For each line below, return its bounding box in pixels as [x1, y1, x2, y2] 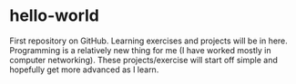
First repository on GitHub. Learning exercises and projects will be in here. [9, 35, 289, 46]
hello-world [9, 5, 100, 26]
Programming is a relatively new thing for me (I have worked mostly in [9, 44, 271, 55]
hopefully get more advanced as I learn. [9, 64, 159, 75]
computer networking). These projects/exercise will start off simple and [9, 54, 278, 65]
